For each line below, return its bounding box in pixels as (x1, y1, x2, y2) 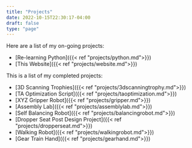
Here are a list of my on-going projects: (6, 42, 105, 50)
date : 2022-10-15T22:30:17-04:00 (6, 14, 91, 21)
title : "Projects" (6, 8, 53, 15)
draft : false (6, 20, 39, 26)
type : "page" (6, 25, 39, 32)
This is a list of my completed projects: (6, 72, 103, 79)
